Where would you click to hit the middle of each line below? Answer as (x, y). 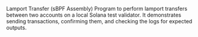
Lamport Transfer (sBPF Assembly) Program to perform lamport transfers (97, 9)
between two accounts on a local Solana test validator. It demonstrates (94, 15)
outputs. (16, 27)
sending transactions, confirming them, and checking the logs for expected (99, 21)
